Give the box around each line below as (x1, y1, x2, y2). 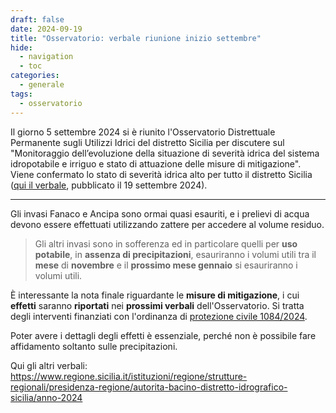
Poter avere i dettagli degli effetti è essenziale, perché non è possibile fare (10, 329, 317, 341)
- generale (19, 80, 65, 90)
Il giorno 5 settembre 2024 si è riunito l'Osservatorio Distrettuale (10, 126, 276, 138)
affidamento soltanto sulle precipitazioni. (10, 340, 178, 352)
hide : (10, 42, 33, 53)
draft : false (10, 14, 65, 25)
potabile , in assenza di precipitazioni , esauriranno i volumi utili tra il (34, 248, 317, 260)
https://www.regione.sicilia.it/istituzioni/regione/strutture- (10, 370, 248, 382)
